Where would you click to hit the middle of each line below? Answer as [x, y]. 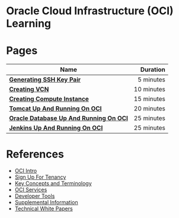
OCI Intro [26, 171]
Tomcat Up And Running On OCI [55, 109]
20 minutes [150, 109]
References [35, 154]
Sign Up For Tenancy [40, 177]
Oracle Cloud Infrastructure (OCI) [90, 11]
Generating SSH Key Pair [45, 80]
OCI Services [31, 190]
